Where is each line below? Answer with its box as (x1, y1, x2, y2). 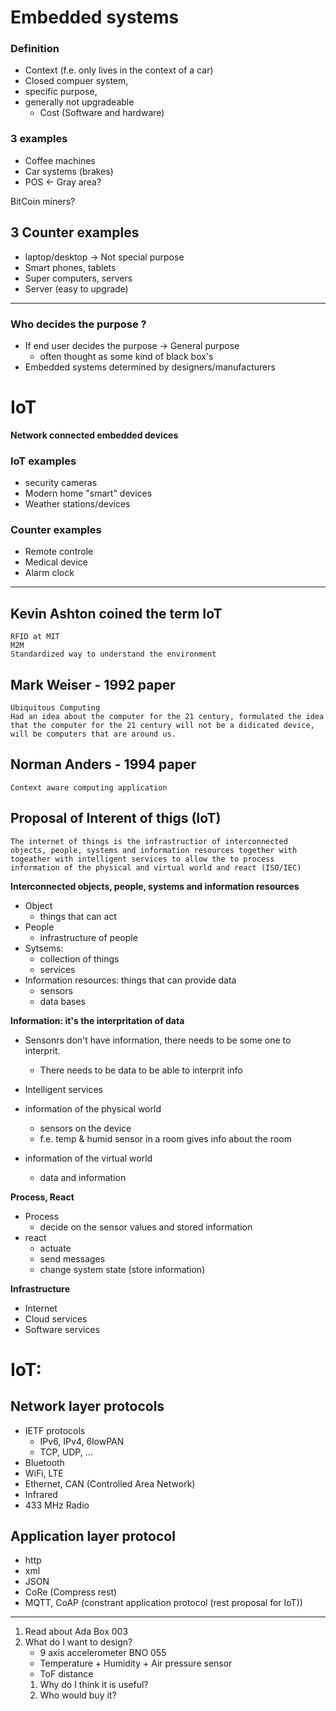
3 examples (10, 132, 68, 146)
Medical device (24, 556, 88, 568)
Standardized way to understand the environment (10, 649, 217, 660)
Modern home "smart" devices (24, 487, 153, 500)
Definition (10, 42, 60, 56)
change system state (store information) (39, 1263, 206, 1275)
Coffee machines (24, 154, 96, 166)
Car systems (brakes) (24, 165, 114, 177)
